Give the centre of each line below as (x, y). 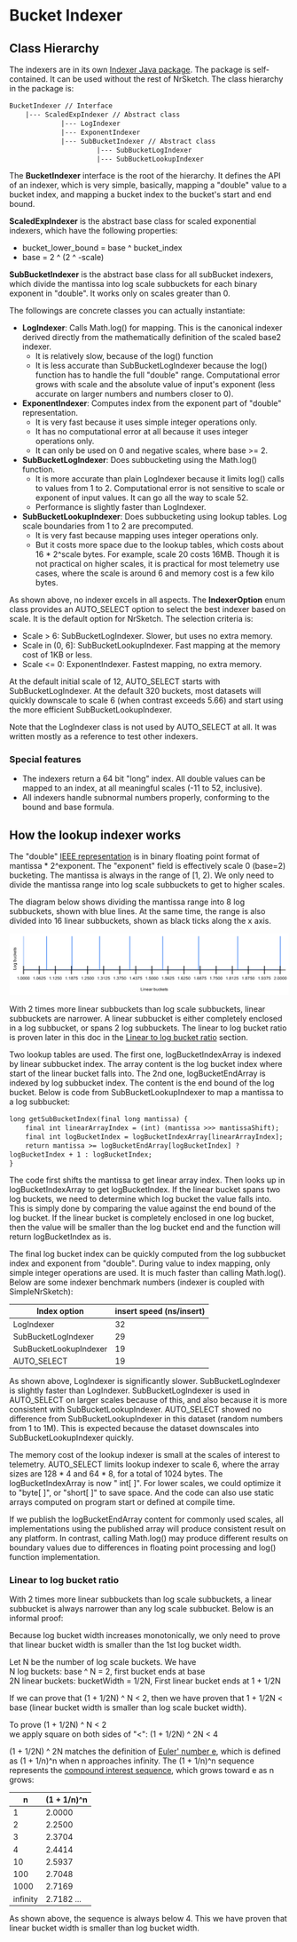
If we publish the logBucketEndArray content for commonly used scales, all (146, 1519)
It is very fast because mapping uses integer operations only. (147, 535)
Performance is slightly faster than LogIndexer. (121, 507)
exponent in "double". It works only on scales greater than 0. (120, 293)
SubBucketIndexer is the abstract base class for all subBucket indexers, (141, 275)
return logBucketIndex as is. (60, 1237)
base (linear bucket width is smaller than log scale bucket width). (128, 1707)
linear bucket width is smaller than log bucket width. (104, 1928)
